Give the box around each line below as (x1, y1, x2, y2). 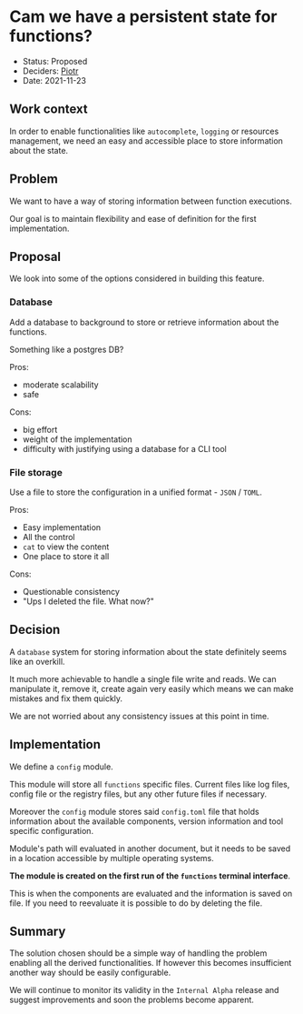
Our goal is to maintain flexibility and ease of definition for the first (9, 213, 257, 224)
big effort (22, 424, 58, 435)
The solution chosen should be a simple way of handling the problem (9, 948, 268, 959)
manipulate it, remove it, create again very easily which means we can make (9, 683, 295, 694)
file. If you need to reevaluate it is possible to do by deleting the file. (9, 898, 263, 909)
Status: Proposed (22, 55, 88, 66)
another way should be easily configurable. (9, 967, 171, 979)
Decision (9, 622, 61, 638)
